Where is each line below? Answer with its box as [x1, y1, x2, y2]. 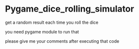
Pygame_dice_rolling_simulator [5, 3, 135, 15]
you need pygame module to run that [5, 29, 79, 34]
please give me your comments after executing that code [5, 38, 120, 44]
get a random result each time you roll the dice [5, 19, 99, 25]
